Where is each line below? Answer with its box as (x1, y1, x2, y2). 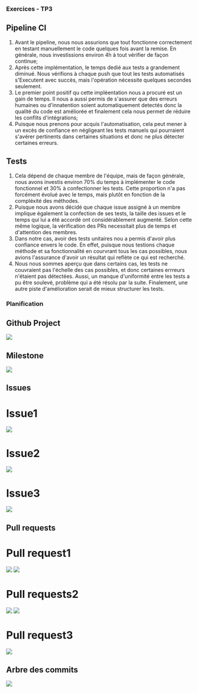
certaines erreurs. (14, 139, 59, 146)
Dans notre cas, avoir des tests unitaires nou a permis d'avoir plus (14, 235, 176, 242)
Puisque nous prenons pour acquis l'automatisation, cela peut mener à (14, 120, 187, 127)
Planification (6, 300, 44, 308)
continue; (14, 57, 38, 64)
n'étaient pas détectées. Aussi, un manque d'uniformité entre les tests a (14, 273, 190, 280)
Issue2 (6, 446, 40, 460)
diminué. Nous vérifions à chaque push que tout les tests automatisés (14, 70, 185, 77)
